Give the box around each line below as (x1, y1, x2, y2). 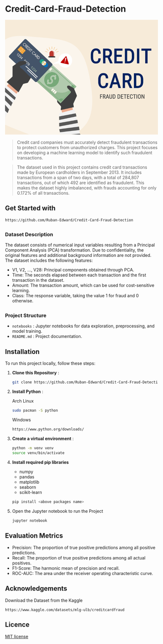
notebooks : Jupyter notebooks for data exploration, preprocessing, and (12, 323, 155, 329)
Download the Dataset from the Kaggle (5, 597, 83, 603)
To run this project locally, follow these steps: (5, 360, 96, 366)
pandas (19, 474, 35, 480)
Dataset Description (5, 231, 53, 238)
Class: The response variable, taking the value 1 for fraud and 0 (12, 293, 139, 299)
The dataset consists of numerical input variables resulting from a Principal (5, 242, 155, 248)
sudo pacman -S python (12, 408, 58, 413)
